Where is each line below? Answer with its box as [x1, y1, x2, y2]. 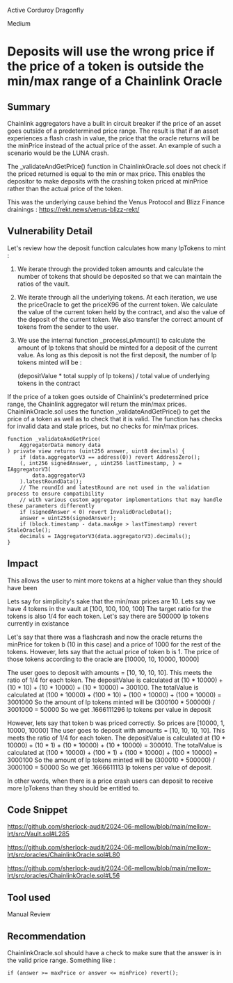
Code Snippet [7, 804, 68, 816]
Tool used [7, 891, 51, 903]
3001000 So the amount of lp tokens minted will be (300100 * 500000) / [7, 698, 216, 706]
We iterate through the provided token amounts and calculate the [17, 264, 204, 273]
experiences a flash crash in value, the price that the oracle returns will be [7, 134, 220, 142]
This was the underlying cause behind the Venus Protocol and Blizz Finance [7, 198, 225, 206]
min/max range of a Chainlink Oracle [7, 73, 223, 89]
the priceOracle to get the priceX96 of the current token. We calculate [17, 300, 218, 309]
